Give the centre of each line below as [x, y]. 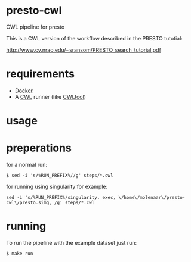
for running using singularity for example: [57, 186]
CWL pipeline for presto [36, 27]
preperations [39, 148]
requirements [40, 74]
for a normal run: [27, 165]
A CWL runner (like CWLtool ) [50, 96]
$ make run [20, 254]
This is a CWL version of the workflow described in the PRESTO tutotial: [95, 38]
